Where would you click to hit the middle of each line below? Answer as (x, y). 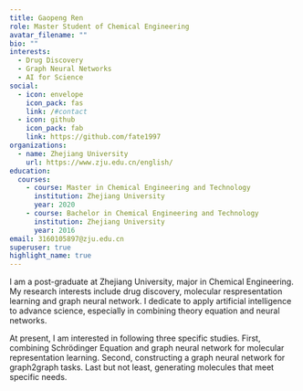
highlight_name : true (51, 256)
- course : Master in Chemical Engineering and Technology (138, 188)
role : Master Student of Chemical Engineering (99, 26)
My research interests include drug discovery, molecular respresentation (146, 291)
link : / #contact (57, 111)
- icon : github (47, 120)
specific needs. (38, 377)
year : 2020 (54, 205)
